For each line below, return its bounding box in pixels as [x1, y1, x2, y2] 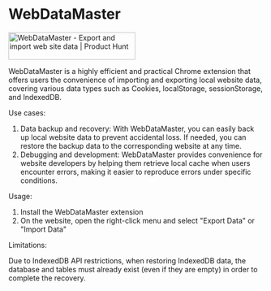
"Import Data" [19, 224, 67, 234]
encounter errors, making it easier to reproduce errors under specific [19, 167, 252, 176]
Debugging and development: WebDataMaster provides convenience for [19, 150, 263, 159]
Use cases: [8, 107, 46, 118]
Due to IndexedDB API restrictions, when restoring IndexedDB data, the [8, 255, 247, 265]
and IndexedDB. [8, 92, 62, 102]
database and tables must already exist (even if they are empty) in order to [8, 264, 258, 274]
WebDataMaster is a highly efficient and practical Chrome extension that [8, 66, 252, 76]
